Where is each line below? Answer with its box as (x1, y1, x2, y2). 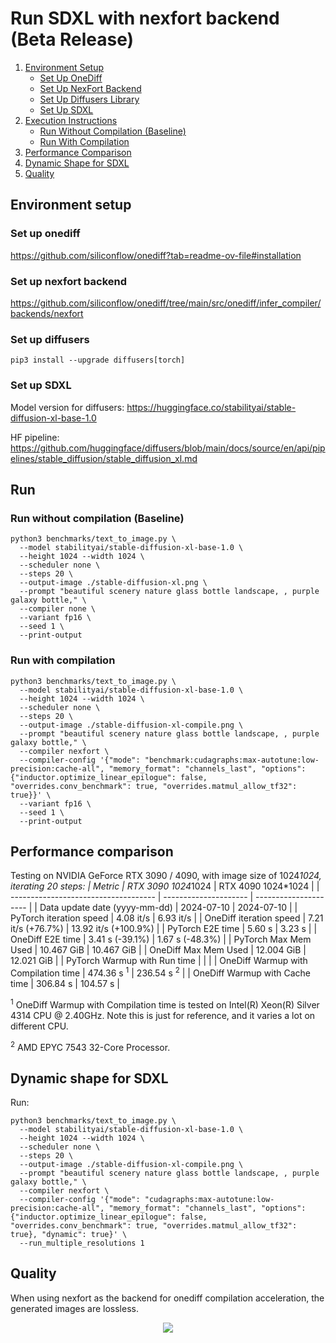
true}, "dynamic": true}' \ (10, 1230, 128, 1240)
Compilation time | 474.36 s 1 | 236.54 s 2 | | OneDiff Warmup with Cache (10, 965, 311, 979)
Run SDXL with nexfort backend (10, 7, 280, 30)
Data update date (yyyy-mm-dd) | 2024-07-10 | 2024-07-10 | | (39, 902, 298, 914)
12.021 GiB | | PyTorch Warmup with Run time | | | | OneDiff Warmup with (10, 955, 308, 967)
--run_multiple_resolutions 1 (19, 1238, 145, 1249)
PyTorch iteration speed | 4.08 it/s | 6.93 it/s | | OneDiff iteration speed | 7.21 (10, 912, 324, 924)
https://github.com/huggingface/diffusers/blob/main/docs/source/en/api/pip (10, 442, 326, 454)
